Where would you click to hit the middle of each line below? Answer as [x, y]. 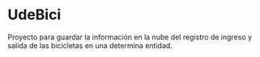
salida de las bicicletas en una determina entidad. [90, 45]
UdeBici [34, 15]
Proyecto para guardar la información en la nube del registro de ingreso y [130, 37]
